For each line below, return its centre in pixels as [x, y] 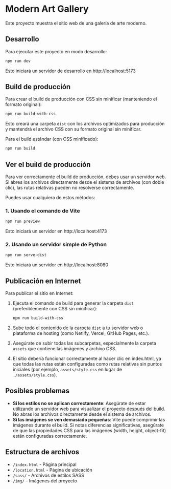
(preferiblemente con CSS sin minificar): [55, 309]
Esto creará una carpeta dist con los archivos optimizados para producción [85, 124]
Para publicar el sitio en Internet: [40, 293]
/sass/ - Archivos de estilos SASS [48, 475]
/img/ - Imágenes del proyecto [45, 481]
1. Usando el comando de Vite [43, 210]
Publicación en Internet [43, 281]
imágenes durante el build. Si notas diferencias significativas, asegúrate [88, 425]
